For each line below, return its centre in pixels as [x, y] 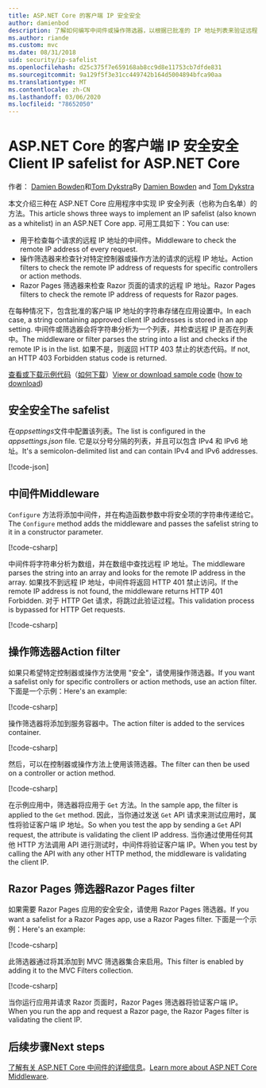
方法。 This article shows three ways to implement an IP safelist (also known [132, 214]
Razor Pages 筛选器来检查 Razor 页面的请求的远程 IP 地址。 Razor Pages [137, 286]
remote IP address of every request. [79, 249]
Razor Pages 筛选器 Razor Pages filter [102, 889]
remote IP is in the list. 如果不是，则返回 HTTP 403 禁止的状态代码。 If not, [129, 349]
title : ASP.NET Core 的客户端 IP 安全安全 [75, 16]
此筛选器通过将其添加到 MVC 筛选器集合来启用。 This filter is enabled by [126, 962]
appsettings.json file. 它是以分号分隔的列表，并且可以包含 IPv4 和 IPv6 [124, 441]
